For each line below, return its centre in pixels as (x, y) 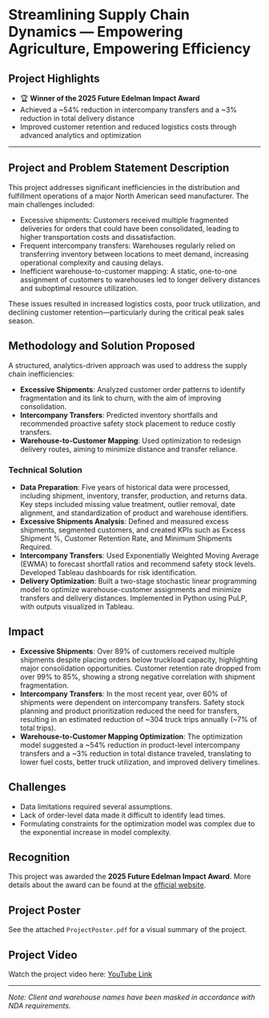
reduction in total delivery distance (77, 118)
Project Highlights (54, 78)
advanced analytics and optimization (80, 135)
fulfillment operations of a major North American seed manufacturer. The (129, 196)
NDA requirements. (40, 1005)
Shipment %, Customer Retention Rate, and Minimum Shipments (126, 538)
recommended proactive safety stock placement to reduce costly (128, 424)
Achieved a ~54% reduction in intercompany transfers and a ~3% (128, 110)
